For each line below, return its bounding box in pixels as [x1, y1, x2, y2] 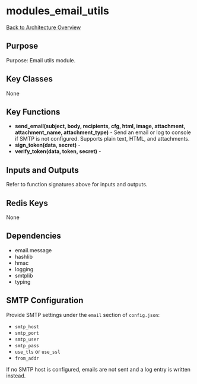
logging [14, 265, 34, 272]
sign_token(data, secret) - [14, 141, 81, 149]
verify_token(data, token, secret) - [14, 148, 101, 155]
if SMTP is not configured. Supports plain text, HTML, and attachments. [14, 135, 190, 142]
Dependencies [6, 231, 61, 241]
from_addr [14, 355, 40, 361]
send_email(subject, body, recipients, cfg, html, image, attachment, [14, 123, 186, 130]
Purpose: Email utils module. [6, 56, 76, 64]
